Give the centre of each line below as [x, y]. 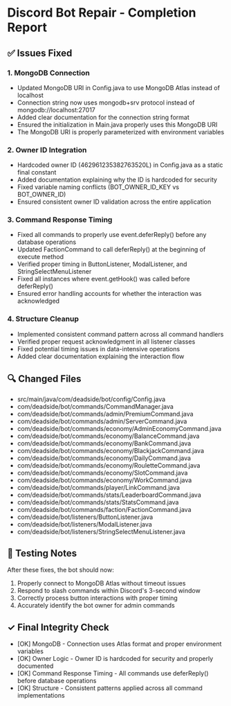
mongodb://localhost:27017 [56, 109]
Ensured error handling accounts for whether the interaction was [109, 294]
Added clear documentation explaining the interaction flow [101, 356]
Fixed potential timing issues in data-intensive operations [99, 348]
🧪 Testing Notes [42, 553]
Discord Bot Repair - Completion [102, 13]
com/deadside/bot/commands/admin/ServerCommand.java [102, 421]
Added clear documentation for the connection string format [103, 117]
